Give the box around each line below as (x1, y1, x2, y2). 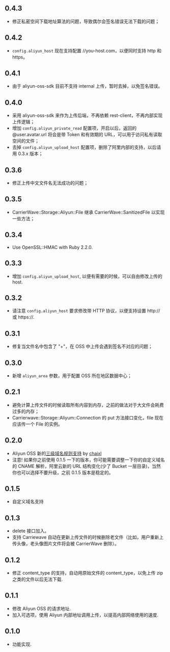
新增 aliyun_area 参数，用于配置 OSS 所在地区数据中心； (12, 372, 132, 379)
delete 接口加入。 (12, 528, 49, 534)
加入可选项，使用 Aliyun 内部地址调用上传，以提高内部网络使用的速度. (12, 612, 159, 618)
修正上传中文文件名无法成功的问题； (12, 180, 89, 186)
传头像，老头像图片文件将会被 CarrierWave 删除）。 (12, 540, 119, 547)
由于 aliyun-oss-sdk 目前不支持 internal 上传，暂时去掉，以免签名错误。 (12, 83, 163, 89)
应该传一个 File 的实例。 (12, 421, 63, 427)
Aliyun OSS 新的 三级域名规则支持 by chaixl (12, 450, 102, 456)
